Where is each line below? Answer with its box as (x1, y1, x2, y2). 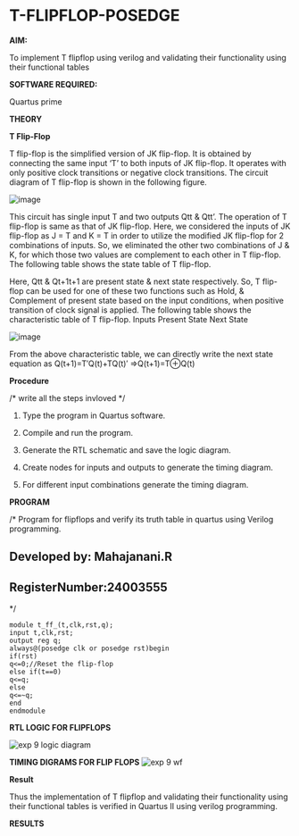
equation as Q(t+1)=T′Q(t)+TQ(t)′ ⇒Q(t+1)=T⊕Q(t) (9, 358, 195, 369)
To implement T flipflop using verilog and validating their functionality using (9, 52, 287, 63)
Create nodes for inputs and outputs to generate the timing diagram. (21, 462, 274, 472)
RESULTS (9, 818, 45, 829)
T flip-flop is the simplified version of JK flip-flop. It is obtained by (9, 148, 252, 159)
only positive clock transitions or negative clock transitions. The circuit (9, 167, 269, 178)
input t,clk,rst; (9, 629, 74, 638)
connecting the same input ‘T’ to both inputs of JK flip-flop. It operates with (9, 157, 287, 168)
